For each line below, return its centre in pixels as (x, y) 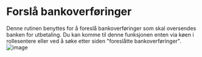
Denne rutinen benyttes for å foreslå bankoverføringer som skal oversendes (101, 28)
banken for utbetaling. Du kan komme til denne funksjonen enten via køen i (100, 34)
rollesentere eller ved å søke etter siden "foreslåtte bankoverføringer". (94, 41)
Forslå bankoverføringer (69, 12)
